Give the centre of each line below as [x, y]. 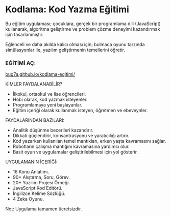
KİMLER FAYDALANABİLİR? [34, 84]
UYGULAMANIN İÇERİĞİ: [31, 162]
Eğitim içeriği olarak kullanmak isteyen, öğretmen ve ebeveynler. [80, 111]
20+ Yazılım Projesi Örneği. [41, 183]
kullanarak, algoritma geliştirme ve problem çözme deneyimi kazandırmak [83, 29]
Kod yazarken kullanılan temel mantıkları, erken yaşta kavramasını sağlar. [89, 141]
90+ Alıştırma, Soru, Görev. [41, 177]
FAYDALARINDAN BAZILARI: [35, 120]
